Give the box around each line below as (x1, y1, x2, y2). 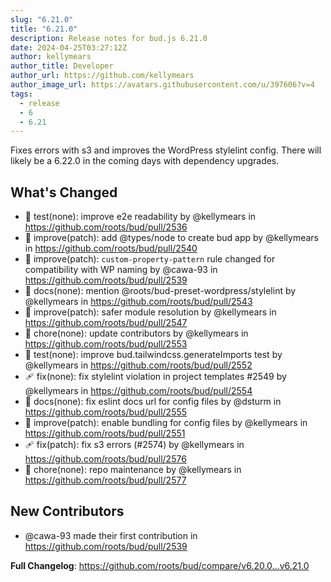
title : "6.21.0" (10, 24, 78, 34)
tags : (10, 89, 33, 99)
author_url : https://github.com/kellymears (10, 71, 195, 81)
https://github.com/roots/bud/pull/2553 (24, 338, 188, 350)
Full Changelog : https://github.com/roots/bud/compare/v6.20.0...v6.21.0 (10, 559, 310, 571)
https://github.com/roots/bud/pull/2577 (24, 474, 187, 486)
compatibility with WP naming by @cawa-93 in (24, 264, 218, 276)
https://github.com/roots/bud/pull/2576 (24, 453, 187, 465)
